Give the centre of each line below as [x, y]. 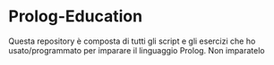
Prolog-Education [76, 16]
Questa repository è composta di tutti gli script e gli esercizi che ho [132, 41]
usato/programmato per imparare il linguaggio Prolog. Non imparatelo [137, 50]
